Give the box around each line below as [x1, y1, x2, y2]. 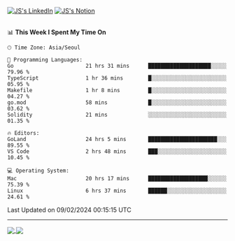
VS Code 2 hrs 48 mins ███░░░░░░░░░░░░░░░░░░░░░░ [7, 148, 227, 155]
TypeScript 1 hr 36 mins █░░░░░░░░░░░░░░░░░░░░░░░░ [7, 75, 227, 82]
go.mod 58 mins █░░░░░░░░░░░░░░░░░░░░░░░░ [7, 99, 227, 106]
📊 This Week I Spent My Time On [7, 28, 106, 36]
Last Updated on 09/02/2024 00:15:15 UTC [7, 206, 131, 214]
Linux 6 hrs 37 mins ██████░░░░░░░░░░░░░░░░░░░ [7, 187, 227, 194]
